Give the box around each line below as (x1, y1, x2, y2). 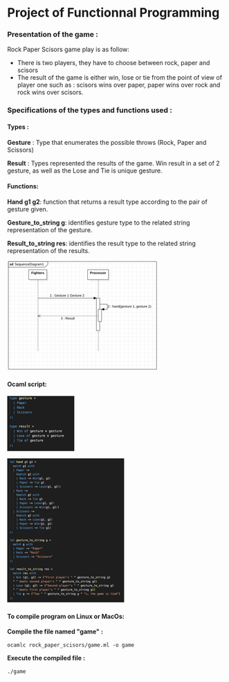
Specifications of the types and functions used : (7, 105, 173, 115)
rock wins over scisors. (17, 88, 84, 96)
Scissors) (7, 146, 35, 154)
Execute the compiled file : (7, 654, 85, 663)
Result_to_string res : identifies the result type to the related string (7, 239, 196, 247)
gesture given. (7, 204, 48, 213)
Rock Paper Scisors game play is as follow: (7, 45, 130, 53)
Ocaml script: (7, 380, 47, 389)
